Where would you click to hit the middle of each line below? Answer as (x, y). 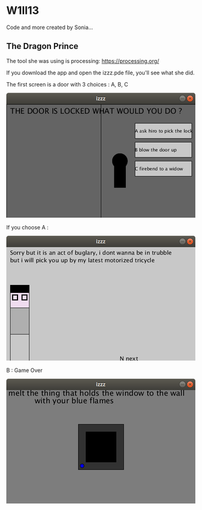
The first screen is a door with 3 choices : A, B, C (67, 84)
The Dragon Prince (42, 46)
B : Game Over (24, 370)
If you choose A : (28, 227)
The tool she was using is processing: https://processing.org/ (83, 60)
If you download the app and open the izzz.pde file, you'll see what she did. (100, 73)
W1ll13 (23, 11)
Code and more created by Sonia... (50, 27)
